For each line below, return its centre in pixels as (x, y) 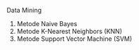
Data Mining (24, 10)
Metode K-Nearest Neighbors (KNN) (69, 31)
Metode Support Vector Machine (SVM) (74, 39)
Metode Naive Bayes (47, 24)
